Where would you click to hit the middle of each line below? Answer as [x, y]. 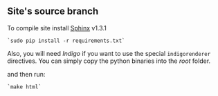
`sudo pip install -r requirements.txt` [66, 41]
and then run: [26, 74]
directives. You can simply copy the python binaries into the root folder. [109, 61]
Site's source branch [53, 11]
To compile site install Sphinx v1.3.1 [57, 28]
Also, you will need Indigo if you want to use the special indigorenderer [109, 53]
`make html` [24, 87]
